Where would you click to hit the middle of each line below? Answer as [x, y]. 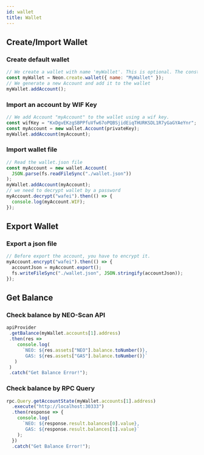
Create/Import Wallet [47, 42]
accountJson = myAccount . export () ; [57, 268]
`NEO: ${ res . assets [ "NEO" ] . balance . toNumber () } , [85, 350]
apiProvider [21, 328]
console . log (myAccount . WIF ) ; [49, 202]
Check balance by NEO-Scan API [56, 315]
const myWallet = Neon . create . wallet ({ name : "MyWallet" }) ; [85, 78]
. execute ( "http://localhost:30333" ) [58, 407]
